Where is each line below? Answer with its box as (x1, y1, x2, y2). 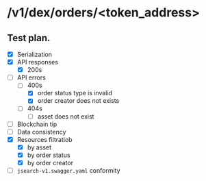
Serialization (16, 50, 53, 58)
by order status (27, 151, 70, 159)
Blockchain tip (16, 120, 57, 128)
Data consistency (16, 128, 66, 136)
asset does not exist (37, 112, 94, 121)
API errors (16, 73, 46, 82)
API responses (16, 58, 58, 67)
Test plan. (7, 32, 51, 44)
